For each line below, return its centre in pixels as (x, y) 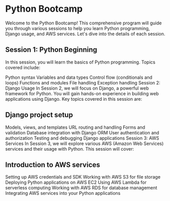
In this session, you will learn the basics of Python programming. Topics (80, 62)
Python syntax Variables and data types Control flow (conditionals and (79, 77)
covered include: (23, 67)
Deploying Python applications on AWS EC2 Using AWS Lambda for (76, 182)
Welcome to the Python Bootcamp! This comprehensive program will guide (83, 23)
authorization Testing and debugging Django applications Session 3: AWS (82, 138)
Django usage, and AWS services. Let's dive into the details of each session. (85, 34)
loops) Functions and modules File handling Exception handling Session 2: (83, 82)
